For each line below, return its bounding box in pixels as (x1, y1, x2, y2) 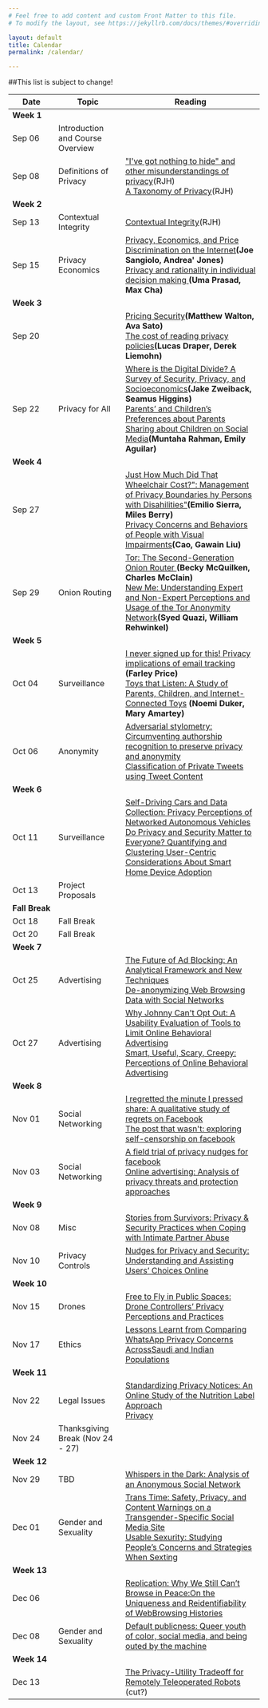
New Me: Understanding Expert (124, 582, 243, 594)
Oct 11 (12, 832, 38, 843)
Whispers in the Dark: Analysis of (124, 1469, 250, 1480)
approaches (124, 1186, 171, 1198)
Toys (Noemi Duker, (168, 698, 245, 709)
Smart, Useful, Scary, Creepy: (124, 1047, 237, 1059)
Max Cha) (124, 284, 164, 296)
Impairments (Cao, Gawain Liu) (124, 539, 242, 550)
